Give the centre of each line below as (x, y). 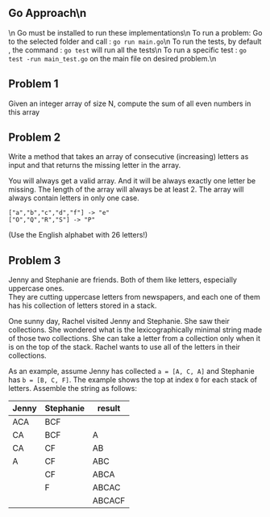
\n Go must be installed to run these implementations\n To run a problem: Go (135, 32)
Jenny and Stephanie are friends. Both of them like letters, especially (123, 280)
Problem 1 (33, 84)
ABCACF (109, 501)
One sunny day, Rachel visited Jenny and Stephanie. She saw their (119, 322)
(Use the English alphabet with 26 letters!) (78, 235)
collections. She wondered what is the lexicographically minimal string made (135, 330)
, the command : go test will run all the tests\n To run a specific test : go (128, 50)
